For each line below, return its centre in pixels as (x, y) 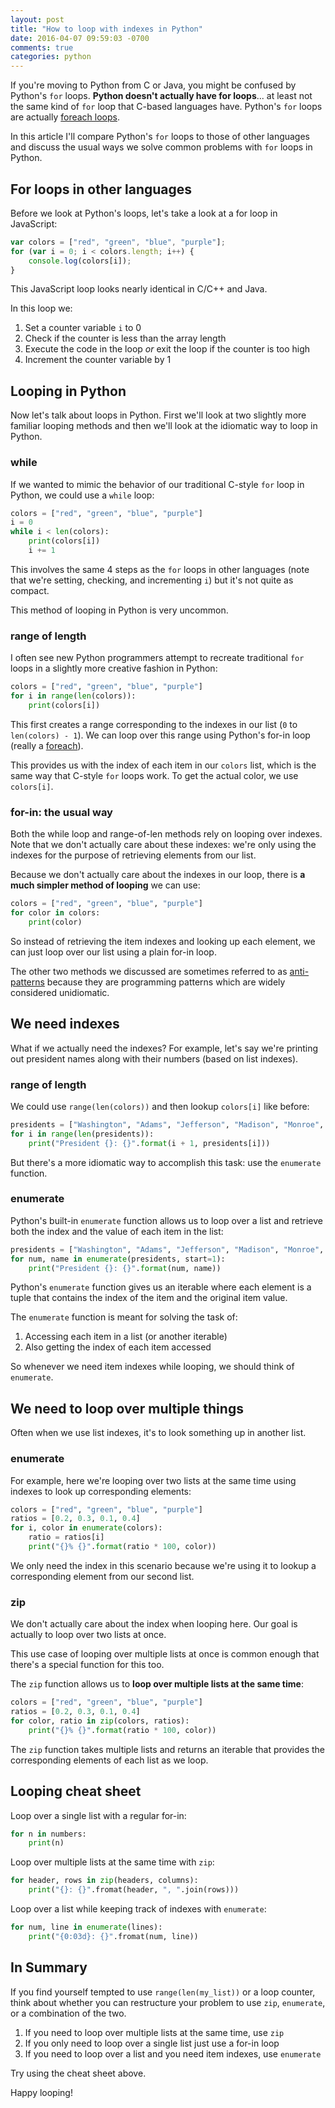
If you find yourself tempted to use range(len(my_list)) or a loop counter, (163, 1992)
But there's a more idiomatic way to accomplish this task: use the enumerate (166, 1162)
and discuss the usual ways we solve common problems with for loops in (161, 147)
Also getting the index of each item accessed (118, 1347)
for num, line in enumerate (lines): (86, 1927)
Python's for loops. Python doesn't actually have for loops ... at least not (161, 96)
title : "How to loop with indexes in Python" (106, 29)
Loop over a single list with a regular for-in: (98, 1815)
